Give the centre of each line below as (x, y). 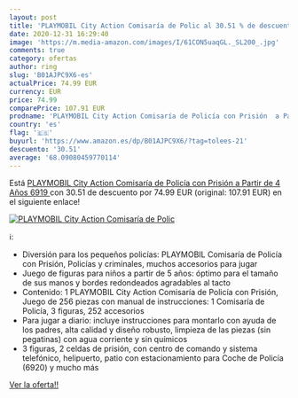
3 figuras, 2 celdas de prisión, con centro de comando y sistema (140, 348)
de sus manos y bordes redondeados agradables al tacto (126, 282)
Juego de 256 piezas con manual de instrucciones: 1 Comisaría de (143, 301)
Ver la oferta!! (34, 384)
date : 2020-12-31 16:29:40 (59, 34)
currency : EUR (35, 91)
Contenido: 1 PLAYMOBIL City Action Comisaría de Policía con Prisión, (150, 292)
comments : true (37, 51)
